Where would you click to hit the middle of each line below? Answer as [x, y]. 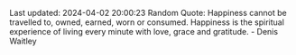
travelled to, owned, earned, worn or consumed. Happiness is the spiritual [147, 22]
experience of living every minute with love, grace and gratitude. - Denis [143, 31]
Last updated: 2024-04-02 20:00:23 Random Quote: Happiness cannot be [148, 13]
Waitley [23, 41]
